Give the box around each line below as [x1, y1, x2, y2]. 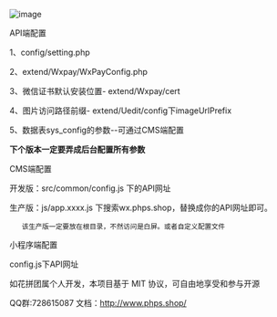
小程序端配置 [9, 239, 57, 250]
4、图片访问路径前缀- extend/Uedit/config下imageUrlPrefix [9, 105, 232, 116]
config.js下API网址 [9, 259, 79, 269]
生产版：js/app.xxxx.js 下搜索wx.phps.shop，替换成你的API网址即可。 [9, 202, 273, 213]
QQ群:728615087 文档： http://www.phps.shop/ [9, 298, 187, 308]
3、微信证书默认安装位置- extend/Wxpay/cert [9, 86, 180, 96]
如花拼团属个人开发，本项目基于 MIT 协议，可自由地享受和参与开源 [9, 279, 261, 289]
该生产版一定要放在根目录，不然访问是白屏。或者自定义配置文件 [21, 222, 226, 231]
